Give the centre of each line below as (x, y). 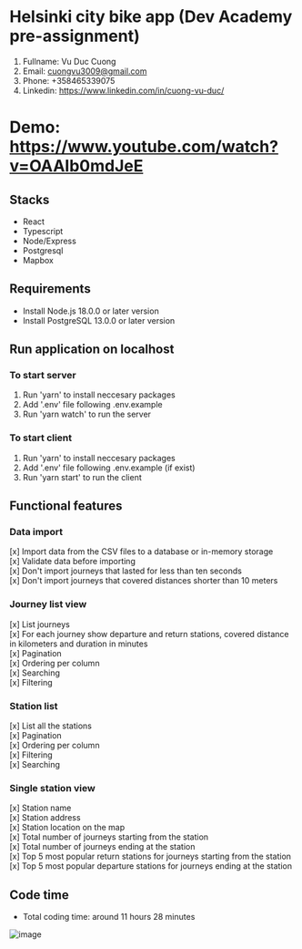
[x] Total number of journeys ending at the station (102, 847)
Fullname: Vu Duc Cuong (69, 61)
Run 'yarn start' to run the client (82, 477)
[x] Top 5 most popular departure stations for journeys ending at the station (151, 866)
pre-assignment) (75, 36)
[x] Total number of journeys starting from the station (109, 837)
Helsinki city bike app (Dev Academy (151, 17)
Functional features (66, 506)
